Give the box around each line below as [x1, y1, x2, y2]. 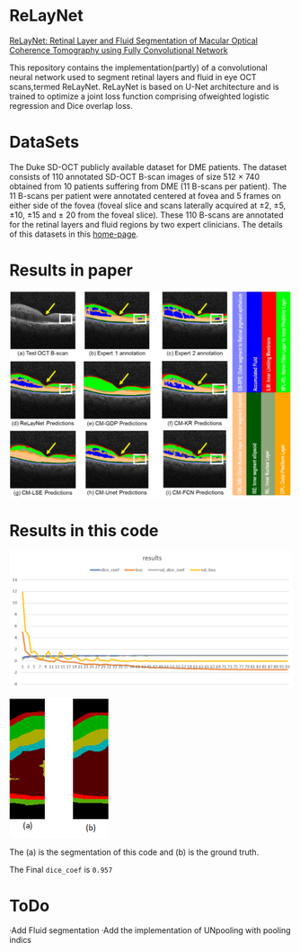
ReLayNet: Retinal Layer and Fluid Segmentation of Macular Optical [9, 35, 259, 46]
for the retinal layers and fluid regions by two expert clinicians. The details [9, 219, 283, 229]
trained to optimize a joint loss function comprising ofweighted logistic [9, 91, 269, 102]
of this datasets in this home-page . [9, 229, 139, 239]
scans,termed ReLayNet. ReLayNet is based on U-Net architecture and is [9, 81, 280, 92]
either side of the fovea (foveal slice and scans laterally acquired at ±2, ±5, [9, 200, 287, 211]
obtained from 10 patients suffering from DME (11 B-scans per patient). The [9, 181, 287, 192]
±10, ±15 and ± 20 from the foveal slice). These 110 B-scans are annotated [9, 209, 284, 220]
